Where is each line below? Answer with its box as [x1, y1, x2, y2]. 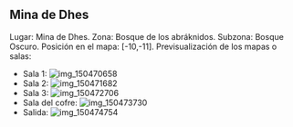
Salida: [22, 106, 48, 117]
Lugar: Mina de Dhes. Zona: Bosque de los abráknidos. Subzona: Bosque [9, 31, 285, 42]
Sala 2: [22, 77, 49, 89]
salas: [9, 50, 32, 62]
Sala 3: [22, 87, 49, 98]
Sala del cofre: [22, 97, 78, 108]
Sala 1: [22, 68, 47, 79]
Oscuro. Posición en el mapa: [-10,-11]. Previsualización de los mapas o [9, 41, 277, 52]
